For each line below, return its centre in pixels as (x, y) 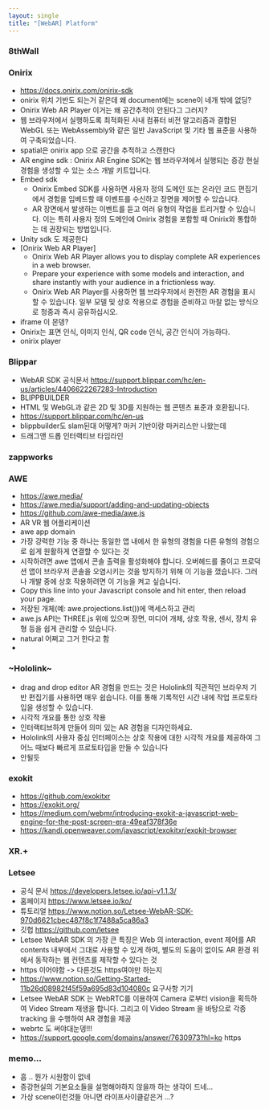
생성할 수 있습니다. (64, 707)
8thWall (24, 51)
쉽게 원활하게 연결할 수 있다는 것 (79, 552)
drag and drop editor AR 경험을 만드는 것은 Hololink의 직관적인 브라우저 (134, 687)
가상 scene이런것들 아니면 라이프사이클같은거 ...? (97, 1097)
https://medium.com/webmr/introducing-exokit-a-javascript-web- (129, 813)
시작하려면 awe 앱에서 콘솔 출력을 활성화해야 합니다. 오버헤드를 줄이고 (130, 561)
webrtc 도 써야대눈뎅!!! (56, 1029)
